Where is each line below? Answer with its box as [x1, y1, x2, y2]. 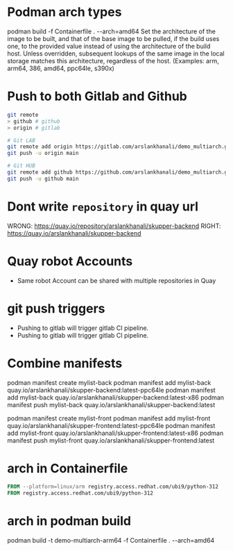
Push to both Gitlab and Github [7, 88, 187, 104]
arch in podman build [7, 513, 132, 529]
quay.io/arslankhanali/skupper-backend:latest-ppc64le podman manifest [7, 386, 216, 394]
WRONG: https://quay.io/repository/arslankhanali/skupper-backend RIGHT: [7, 222, 221, 230]
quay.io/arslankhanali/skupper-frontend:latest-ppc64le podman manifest [7, 421, 216, 429]
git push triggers [7, 300, 105, 316]
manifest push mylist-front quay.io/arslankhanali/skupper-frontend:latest [7, 436, 215, 445]
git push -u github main [7, 175, 79, 182]
